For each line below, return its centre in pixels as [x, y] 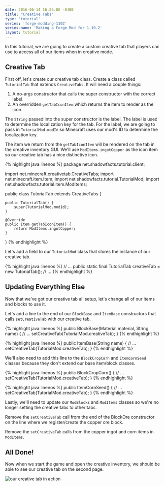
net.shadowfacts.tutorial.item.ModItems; [46, 184]
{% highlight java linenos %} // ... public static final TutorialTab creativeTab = [82, 266]
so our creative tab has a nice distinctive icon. [52, 154]
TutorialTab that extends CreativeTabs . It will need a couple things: [73, 84]
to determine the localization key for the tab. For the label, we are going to [80, 124]
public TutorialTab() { [30, 203]
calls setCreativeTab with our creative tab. [48, 319]
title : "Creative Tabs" [30, 14]
